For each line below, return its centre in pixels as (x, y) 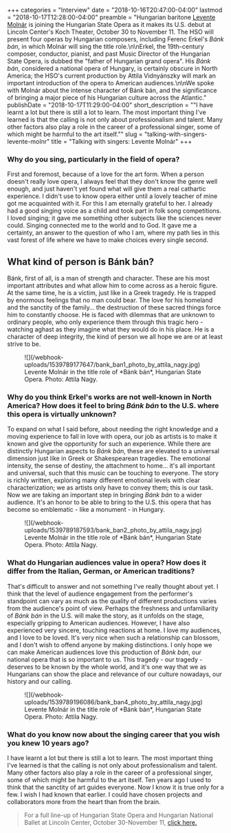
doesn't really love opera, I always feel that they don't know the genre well (112, 182)
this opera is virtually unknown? (62, 414)
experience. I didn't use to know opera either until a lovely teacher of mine (112, 196)
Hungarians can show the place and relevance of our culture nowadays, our (114, 674)
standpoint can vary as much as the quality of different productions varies (112, 601)
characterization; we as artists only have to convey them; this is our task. (110, 488)
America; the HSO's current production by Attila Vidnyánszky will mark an (112, 76)
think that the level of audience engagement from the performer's (100, 594)
